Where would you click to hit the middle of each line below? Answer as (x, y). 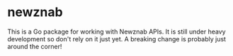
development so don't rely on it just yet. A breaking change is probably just (117, 38)
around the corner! (35, 46)
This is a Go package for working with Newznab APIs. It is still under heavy (116, 31)
